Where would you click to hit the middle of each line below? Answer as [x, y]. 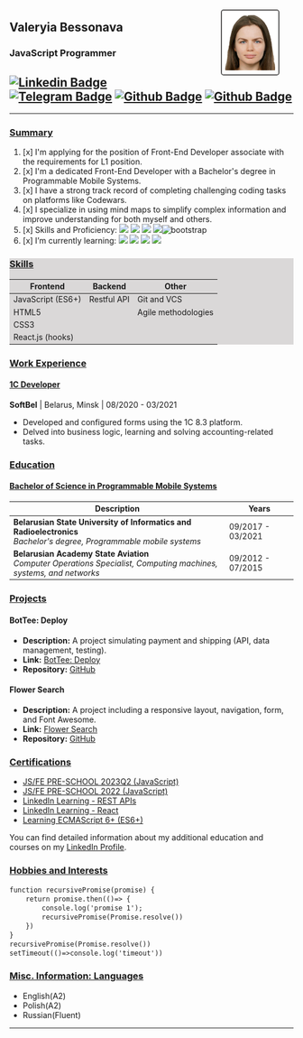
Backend [109, 286]
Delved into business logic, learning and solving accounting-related [147, 431]
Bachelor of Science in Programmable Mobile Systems [114, 487]
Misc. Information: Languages [77, 976]
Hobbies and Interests [59, 871]
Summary [32, 133]
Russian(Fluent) [51, 1015]
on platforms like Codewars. [75, 200]
